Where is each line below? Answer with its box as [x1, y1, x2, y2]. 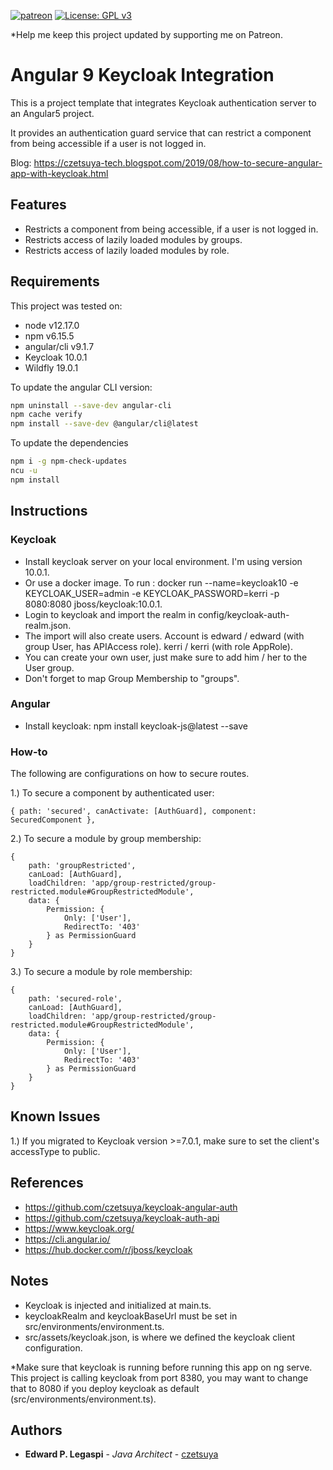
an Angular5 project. [10, 107, 95, 119]
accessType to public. [10, 1145, 101, 1157]
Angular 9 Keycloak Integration [10, 64, 275, 87]
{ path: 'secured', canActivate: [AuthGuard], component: [10, 806, 257, 817]
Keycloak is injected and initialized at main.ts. [24, 1299, 212, 1311]
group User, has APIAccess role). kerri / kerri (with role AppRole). [24, 640, 293, 652]
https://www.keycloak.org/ [24, 1222, 135, 1234]
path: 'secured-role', [28, 994, 123, 1004]
